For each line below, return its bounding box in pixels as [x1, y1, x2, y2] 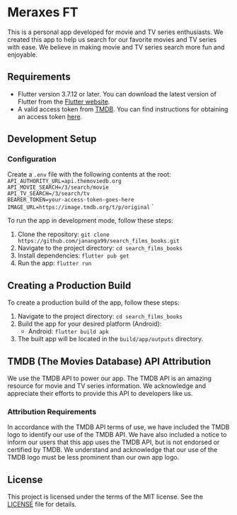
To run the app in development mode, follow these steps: [7, 216, 173, 225]
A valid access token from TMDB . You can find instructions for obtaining [17, 104, 229, 113]
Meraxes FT [7, 4, 79, 21]
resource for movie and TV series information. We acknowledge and [7, 382, 207, 390]
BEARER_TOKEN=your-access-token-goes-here [7, 196, 134, 204]
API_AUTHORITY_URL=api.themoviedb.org [7, 178, 122, 185]
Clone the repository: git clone [17, 230, 110, 238]
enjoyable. [7, 50, 37, 59]
